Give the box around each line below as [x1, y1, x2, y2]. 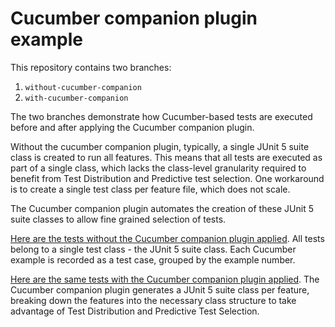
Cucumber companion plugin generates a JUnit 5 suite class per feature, [10, 283, 310, 296]
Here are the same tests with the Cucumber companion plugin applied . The [10, 273, 320, 285]
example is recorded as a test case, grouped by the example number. [10, 253, 296, 266]
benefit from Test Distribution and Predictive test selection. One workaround [10, 172, 325, 184]
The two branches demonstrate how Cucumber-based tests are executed [10, 110, 313, 122]
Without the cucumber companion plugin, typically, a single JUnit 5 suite [10, 140, 310, 152]
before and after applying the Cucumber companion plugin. [10, 121, 255, 133]
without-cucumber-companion [24, 82, 142, 92]
